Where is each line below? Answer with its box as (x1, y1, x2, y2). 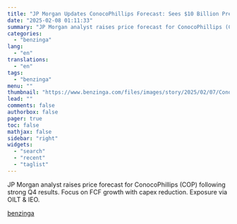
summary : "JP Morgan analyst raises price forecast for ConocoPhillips (7, 23, 222, 30)
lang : (7, 43, 23, 50)
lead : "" (7, 96, 33, 103)
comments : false (7, 102, 55, 109)
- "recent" (13, 154, 46, 162)
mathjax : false (7, 128, 52, 135)
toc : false (7, 121, 39, 129)
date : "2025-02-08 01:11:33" (7, 17, 93, 24)
